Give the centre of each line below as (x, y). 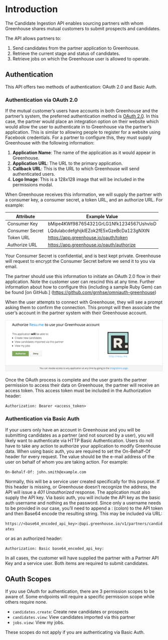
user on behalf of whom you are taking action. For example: (67, 462)
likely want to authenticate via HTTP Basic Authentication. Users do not (79, 440)
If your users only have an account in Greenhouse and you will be (73, 430)
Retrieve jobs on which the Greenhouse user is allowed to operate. (81, 58)
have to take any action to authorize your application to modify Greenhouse (83, 446)
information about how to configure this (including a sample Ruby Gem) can (83, 287)
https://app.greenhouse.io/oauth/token (88, 238)
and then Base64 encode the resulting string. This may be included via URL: (84, 513)
